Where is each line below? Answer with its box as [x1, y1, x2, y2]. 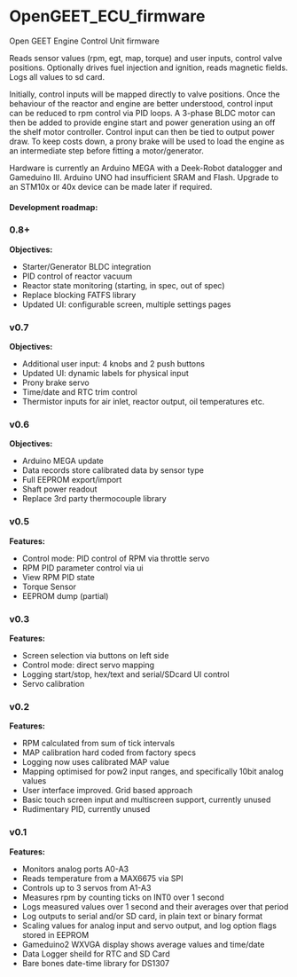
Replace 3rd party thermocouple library [21, 493, 167, 504]
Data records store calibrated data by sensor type [21, 465, 204, 476]
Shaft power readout [21, 484, 98, 494]
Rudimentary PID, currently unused [21, 804, 151, 815]
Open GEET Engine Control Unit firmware [9, 35, 160, 46]
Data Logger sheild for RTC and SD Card [21, 948, 170, 959]
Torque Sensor [21, 581, 77, 592]
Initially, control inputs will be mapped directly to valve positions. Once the [9, 89, 281, 99]
